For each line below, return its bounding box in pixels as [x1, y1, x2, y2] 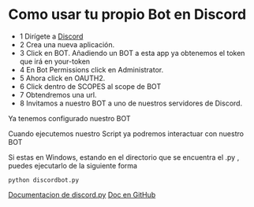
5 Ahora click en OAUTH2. [19, 73, 106, 83]
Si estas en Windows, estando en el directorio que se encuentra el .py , [8, 152, 240, 162]
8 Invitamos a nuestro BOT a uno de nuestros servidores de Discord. [19, 98, 243, 108]
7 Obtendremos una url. [19, 90, 97, 99]
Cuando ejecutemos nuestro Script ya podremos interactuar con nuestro [8, 128, 245, 139]
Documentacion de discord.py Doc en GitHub [8, 190, 156, 199]
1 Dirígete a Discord [19, 31, 84, 41]
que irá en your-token [19, 57, 91, 66]
